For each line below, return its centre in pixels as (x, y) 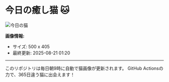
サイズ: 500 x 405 (31, 46)
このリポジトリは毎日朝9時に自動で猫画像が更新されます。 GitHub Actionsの (84, 68)
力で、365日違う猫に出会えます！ (40, 74)
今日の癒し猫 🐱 (37, 10)
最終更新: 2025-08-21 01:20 (41, 53)
